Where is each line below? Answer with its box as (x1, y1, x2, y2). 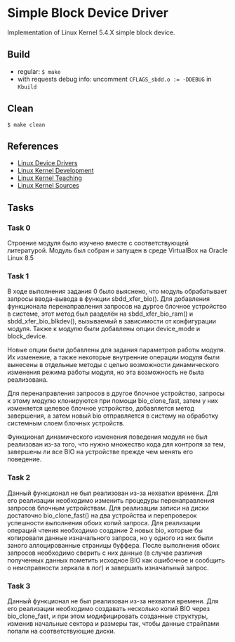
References (7, 140, 59, 152)
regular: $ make (17, 67, 61, 75)
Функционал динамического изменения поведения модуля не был (7, 432, 208, 441)
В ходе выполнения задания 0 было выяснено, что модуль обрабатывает (7, 287, 228, 296)
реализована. (7, 375, 48, 384)
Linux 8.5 (7, 254, 34, 262)
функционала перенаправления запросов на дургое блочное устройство (7, 302, 227, 311)
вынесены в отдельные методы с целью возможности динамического (7, 361, 220, 369)
